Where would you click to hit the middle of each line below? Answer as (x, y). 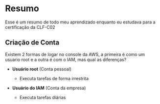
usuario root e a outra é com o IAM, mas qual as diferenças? (66, 60)
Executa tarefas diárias (43, 97)
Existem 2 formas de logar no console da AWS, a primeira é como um (75, 54)
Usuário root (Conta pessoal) (42, 69)
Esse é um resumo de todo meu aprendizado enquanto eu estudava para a (80, 22)
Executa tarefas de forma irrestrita (54, 78)
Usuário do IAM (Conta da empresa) (49, 88)
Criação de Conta (32, 43)
